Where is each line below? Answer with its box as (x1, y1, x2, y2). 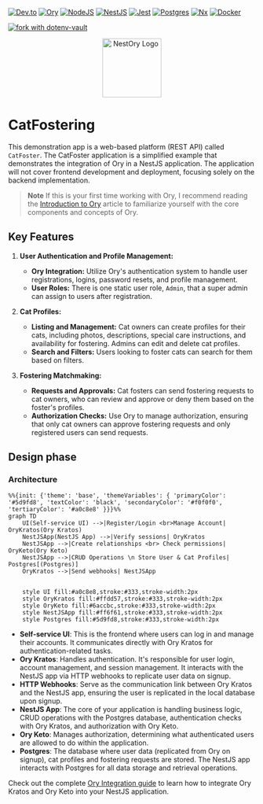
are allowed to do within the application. (19, 738, 149, 747)
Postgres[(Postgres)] (8, 561, 79, 569)
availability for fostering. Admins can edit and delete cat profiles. (31, 338, 240, 348)
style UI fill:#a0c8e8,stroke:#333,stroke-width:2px (22, 588, 199, 596)
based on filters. (31, 355, 85, 365)
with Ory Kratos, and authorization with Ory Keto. (19, 721, 179, 731)
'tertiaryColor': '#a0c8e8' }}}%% (8, 506, 122, 514)
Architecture (8, 474, 58, 485)
